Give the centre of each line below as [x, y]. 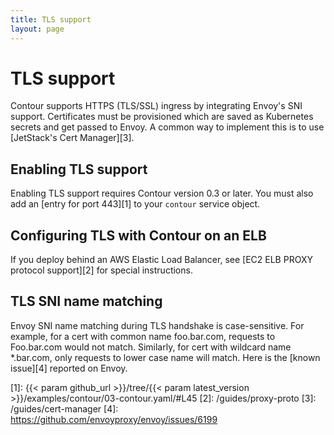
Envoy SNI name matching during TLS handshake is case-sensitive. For [157, 325]
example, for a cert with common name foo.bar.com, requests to [143, 336]
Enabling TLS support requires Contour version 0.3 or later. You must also [162, 193]
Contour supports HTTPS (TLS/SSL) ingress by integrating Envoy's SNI [156, 106]
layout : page [37, 29]
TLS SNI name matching [86, 301]
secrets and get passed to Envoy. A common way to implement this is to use [167, 127]
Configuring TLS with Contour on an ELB [138, 235]
